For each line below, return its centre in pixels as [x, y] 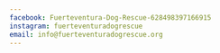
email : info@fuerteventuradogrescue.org [87, 34]
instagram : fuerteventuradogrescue [76, 26]
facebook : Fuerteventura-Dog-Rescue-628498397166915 [110, 18]
